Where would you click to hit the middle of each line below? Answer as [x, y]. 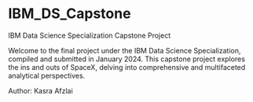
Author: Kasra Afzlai [40, 90]
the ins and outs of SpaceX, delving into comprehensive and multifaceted [127, 67]
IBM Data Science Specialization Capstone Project [90, 35]
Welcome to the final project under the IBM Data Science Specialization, [125, 50]
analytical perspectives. [47, 75]
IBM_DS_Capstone [70, 14]
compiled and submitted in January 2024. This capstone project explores [127, 59]
